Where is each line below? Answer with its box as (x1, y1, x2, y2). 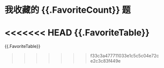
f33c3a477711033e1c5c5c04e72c (90, 53, 159, 59)
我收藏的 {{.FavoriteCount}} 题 (4, 4, 131, 16)
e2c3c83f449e (90, 58, 121, 64)
